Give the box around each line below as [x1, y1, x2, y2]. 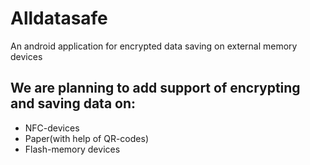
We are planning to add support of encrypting [10, 80, 301, 97]
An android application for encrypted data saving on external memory [10, 40, 298, 52]
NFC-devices [24, 122, 80, 134]
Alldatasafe [10, 7, 108, 30]
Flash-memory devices [24, 143, 121, 155]
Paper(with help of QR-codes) [24, 132, 149, 144]
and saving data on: [10, 95, 137, 112]
